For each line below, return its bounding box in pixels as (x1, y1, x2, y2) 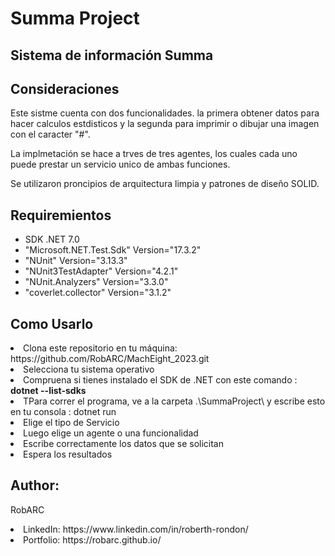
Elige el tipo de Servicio (23, 417, 120, 429)
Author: (10, 477, 60, 494)
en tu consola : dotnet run (10, 406, 117, 418)
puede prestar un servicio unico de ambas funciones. (10, 158, 231, 171)
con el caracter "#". (10, 128, 91, 141)
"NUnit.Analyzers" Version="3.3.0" (24, 276, 169, 288)
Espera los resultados (23, 448, 113, 461)
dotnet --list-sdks (10, 385, 87, 397)
